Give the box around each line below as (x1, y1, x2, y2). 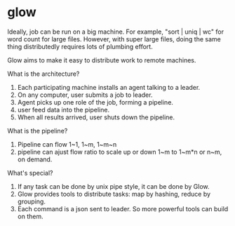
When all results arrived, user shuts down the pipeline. (17, 113, 175, 121)
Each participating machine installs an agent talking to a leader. (17, 83, 201, 91)
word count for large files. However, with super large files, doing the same (7, 34, 221, 43)
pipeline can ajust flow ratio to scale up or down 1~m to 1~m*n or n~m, (17, 147, 222, 156)
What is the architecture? (7, 69, 80, 78)
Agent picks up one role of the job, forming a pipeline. (17, 98, 174, 106)
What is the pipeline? (7, 126, 68, 135)
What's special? (7, 168, 53, 177)
